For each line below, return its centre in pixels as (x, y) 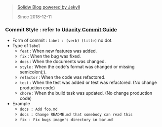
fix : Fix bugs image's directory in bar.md (66, 120)
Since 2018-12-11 (34, 17)
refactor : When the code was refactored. (62, 77)
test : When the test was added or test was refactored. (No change (88, 83)
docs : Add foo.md (39, 109)
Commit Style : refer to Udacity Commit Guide (61, 29)
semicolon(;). (33, 72)
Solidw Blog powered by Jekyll (48, 7)
